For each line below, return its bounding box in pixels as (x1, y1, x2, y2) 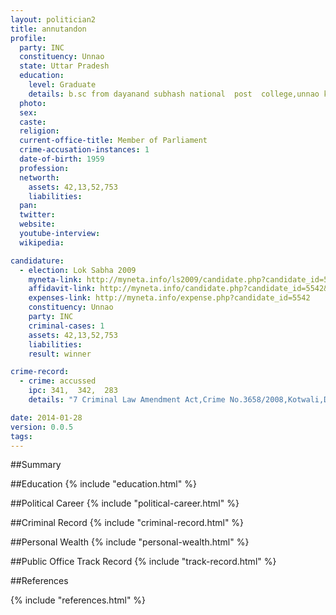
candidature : (10, 256, 65, 266)
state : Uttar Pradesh (19, 61, 110, 71)
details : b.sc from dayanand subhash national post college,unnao (28, 89, 320, 99)
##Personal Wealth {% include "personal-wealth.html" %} (10, 536, 250, 548)
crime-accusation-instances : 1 (19, 145, 150, 155)
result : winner (28, 349, 92, 359)
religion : (19, 126, 60, 136)
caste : (19, 117, 47, 127)
